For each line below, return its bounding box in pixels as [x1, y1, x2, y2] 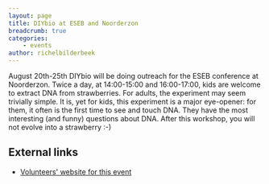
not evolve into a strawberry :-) [8, 122, 112, 132]
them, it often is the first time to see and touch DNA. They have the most [8, 105, 248, 115]
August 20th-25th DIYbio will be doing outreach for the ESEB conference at [8, 72, 259, 80]
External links [8, 145, 79, 159]
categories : [8, 34, 48, 43]
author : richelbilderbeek [8, 49, 95, 57]
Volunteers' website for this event [19, 166, 132, 177]
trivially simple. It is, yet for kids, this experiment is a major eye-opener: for [8, 97, 256, 106]
